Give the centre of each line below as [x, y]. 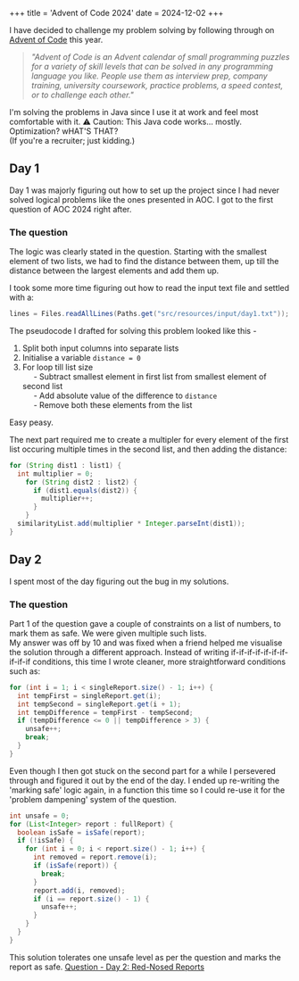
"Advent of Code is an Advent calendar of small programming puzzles [160, 57]
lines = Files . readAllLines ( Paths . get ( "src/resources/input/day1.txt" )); [149, 314]
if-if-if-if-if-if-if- [259, 652]
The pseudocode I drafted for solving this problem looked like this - [133, 330]
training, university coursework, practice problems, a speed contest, [157, 85]
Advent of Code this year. [56, 40]
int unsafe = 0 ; [39, 816]
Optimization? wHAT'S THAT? [64, 131]
